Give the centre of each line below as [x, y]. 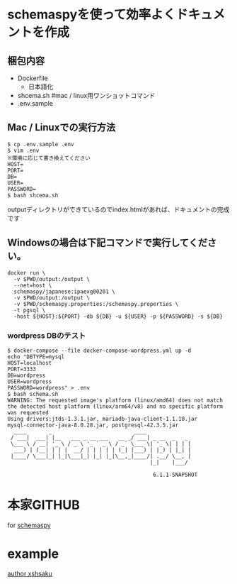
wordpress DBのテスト [47, 336]
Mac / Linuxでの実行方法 [62, 127]
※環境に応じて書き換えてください [49, 158]
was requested [28, 412]
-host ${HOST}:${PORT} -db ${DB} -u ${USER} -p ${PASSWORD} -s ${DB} [118, 316]
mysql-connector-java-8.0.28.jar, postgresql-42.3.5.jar [93, 425]
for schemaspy [29, 525]
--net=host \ [33, 285]
